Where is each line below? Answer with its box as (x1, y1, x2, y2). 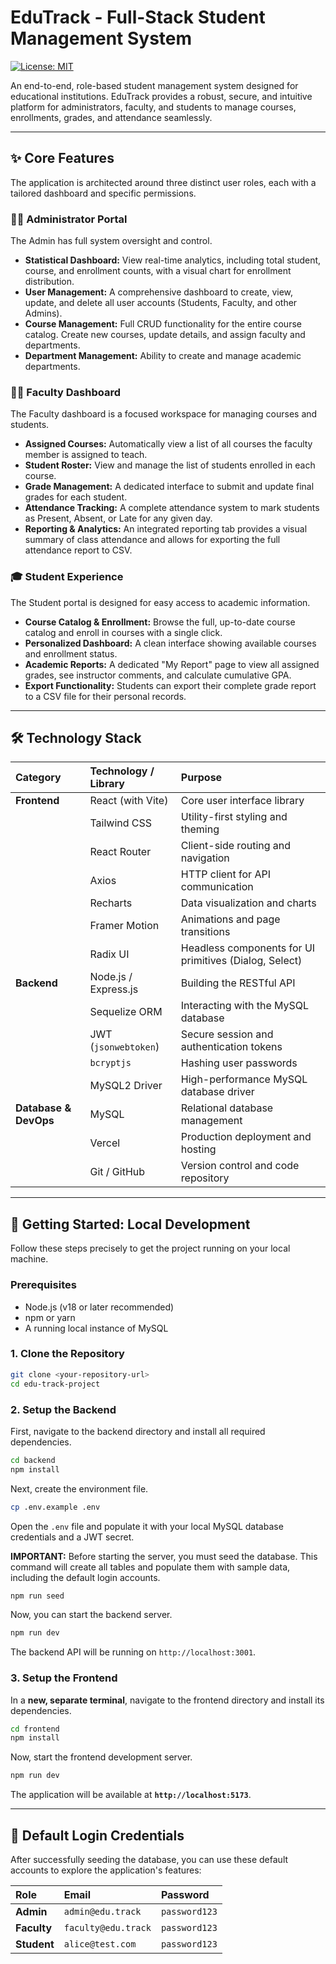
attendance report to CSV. (24, 544, 133, 556)
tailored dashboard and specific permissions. (10, 187, 197, 199)
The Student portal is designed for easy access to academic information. (10, 596, 311, 608)
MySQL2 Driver (89, 1079, 163, 1093)
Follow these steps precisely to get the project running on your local (10, 1242, 291, 1255)
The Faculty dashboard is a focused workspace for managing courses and (10, 408, 318, 420)
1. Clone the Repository (10, 1347, 125, 1361)
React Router (89, 845, 152, 859)
